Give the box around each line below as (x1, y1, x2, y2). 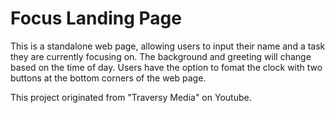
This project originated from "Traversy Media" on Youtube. (10, 91, 252, 103)
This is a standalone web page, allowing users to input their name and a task (10, 40, 326, 52)
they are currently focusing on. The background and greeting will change (10, 50, 312, 62)
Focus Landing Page (10, 7, 182, 30)
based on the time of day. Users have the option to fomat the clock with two (10, 61, 323, 73)
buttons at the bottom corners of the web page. (10, 72, 207, 84)
